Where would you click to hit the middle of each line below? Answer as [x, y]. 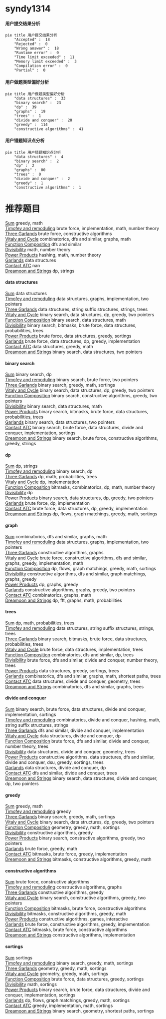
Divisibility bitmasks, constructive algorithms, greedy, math [66, 914]
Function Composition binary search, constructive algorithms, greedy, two [81, 396]
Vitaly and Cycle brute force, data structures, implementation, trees [74, 649]
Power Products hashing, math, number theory [53, 255]
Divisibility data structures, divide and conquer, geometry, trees [70, 751]
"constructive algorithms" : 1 [48, 187]
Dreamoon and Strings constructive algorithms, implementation [70, 935]
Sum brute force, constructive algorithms [47, 882]
